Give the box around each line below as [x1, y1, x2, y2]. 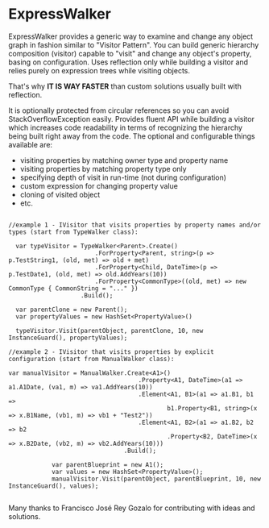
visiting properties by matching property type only [19, 164, 187, 173]
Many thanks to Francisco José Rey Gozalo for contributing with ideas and [8, 503, 255, 513]
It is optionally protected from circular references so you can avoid [8, 106, 230, 115]
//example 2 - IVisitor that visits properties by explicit [8, 347, 215, 355]
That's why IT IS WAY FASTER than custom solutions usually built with [8, 81, 242, 91]
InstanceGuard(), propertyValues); [8, 334, 128, 342]
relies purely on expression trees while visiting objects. [8, 65, 191, 75]
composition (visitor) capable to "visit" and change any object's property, [8, 48, 252, 58]
